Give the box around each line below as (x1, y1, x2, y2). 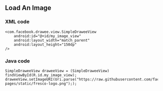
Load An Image (5, 4, 52, 12)
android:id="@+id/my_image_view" (14, 33, 81, 38)
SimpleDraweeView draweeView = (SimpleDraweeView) (5, 68, 110, 73)
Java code (5, 58, 30, 64)
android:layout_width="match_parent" (14, 38, 90, 43)
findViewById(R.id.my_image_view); (5, 73, 77, 77)
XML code (5, 18, 30, 25)
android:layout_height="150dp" (14, 42, 77, 47)
